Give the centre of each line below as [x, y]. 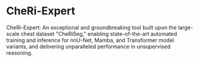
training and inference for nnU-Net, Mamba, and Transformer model [90, 40]
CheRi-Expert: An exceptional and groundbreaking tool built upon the [91, 27]
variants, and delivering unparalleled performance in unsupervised [88, 46]
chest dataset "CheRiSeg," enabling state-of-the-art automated [99, 33]
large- [186, 27]
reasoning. [19, 52]
